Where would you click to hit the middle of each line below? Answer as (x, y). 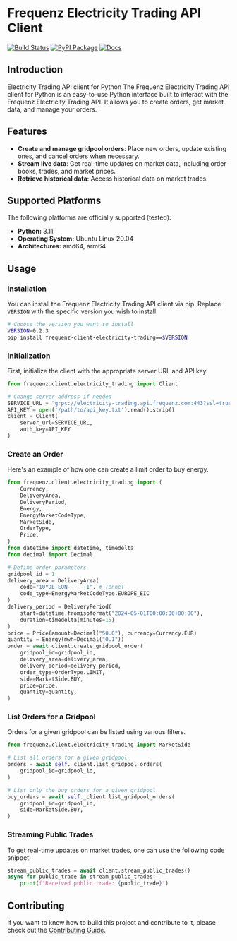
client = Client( (33, 416)
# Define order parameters (47, 567)
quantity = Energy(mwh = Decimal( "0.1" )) (66, 640)
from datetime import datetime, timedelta (71, 549)
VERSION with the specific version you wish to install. (83, 311)
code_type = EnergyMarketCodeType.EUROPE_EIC (85, 594)
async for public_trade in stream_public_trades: (82, 877)
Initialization (29, 356)
